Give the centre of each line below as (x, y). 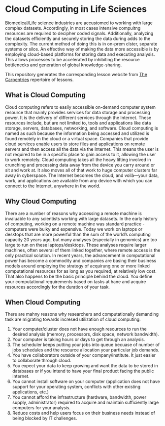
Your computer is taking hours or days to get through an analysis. (79, 340)
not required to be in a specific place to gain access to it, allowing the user (81, 154)
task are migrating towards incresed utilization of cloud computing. (73, 319)
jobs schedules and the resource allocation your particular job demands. (86, 350)
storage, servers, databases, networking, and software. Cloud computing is (82, 128)
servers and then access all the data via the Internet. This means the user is (82, 149)
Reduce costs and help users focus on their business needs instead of (83, 413)
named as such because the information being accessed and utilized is (77, 133)
